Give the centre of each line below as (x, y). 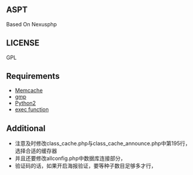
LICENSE (23, 43)
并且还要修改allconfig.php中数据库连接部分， (70, 158)
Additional (26, 128)
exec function (32, 109)
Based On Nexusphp (32, 24)
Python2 (25, 103)
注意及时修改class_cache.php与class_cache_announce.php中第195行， (102, 143)
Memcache (29, 90)
